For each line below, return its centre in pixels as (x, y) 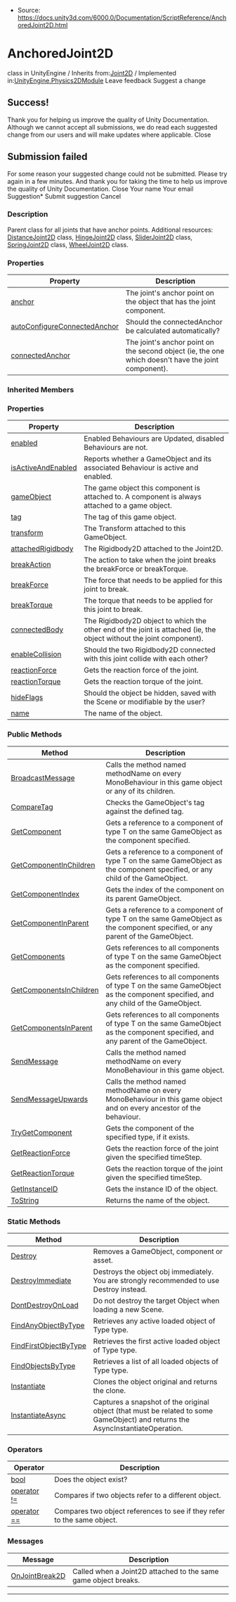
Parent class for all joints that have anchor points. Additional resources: (110, 230)
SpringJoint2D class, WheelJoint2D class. (68, 244)
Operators (25, 1449)
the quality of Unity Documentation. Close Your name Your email (100, 189)
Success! (28, 102)
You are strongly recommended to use (156, 1280)
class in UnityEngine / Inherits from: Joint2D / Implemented (92, 73)
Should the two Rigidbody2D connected (150, 650)
